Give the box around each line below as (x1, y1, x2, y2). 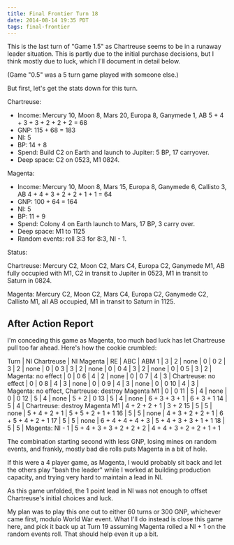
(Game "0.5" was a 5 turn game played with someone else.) (7, 70, 180, 79)
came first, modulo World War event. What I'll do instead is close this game (7, 515, 224, 523)
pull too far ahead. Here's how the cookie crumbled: (7, 343, 157, 352)
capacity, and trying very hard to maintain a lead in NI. (7, 473, 163, 481)
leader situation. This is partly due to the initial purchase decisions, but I (7, 50, 214, 58)
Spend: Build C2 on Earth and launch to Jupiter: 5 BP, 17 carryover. (17, 148, 210, 157)
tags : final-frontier (7, 23, 71, 30)
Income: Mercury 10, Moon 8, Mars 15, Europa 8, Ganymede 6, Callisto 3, (17, 183, 227, 191)
